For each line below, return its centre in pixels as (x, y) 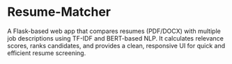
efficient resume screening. (47, 53)
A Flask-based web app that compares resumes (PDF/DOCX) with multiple (114, 31)
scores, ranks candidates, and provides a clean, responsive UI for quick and (116, 45)
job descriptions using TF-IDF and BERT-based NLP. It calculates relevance (116, 38)
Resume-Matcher (59, 12)
